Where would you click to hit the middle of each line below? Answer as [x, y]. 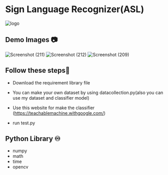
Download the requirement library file [51, 82]
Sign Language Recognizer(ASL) [75, 9]
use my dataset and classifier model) [51, 98]
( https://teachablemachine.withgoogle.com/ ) [59, 113]
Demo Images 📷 [32, 40]
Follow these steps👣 [38, 71]
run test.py [24, 123]
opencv [20, 167]
